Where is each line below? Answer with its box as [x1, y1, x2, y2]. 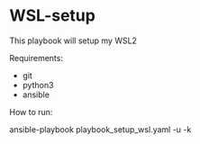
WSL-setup [9, 5, 96, 26]
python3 [22, 79, 54, 90]
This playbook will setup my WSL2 [9, 35, 138, 46]
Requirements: [9, 52, 63, 63]
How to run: [9, 106, 53, 117]
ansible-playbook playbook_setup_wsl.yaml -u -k [9, 123, 192, 135]
